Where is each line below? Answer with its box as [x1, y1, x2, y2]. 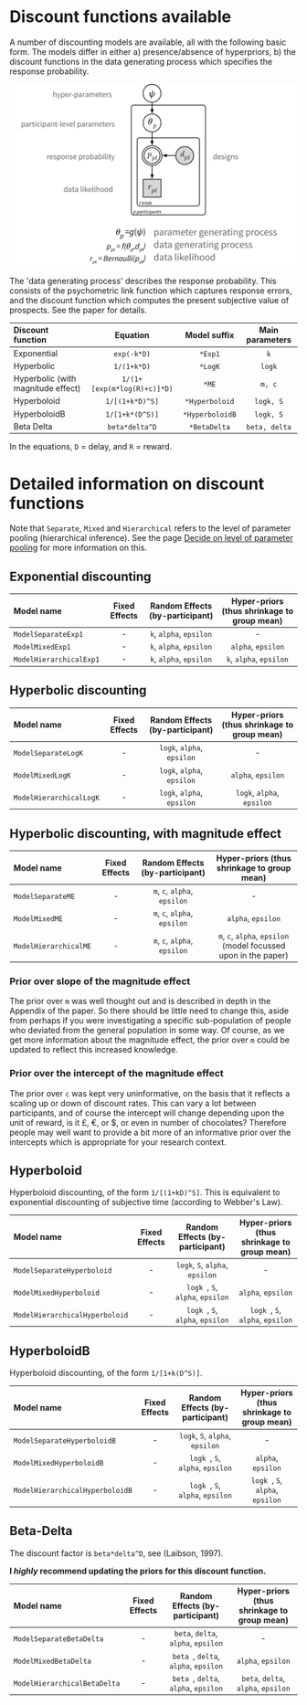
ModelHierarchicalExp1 [13, 655, 101, 664]
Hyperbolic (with [13, 373, 77, 385]
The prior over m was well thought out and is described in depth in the [9, 996, 271, 1007]
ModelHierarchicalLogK [13, 793, 101, 803]
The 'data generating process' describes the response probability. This [9, 275, 277, 286]
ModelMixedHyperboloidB [13, 1459, 104, 1468]
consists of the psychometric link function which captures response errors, [9, 285, 292, 296]
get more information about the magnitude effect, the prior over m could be [9, 1034, 291, 1045]
